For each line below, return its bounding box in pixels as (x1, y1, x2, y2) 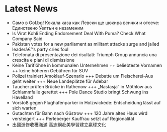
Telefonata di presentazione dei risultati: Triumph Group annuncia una (12, 51, 157, 58)
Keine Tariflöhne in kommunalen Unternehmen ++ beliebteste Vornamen (12, 62, 162, 68)
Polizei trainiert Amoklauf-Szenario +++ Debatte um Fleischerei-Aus (12, 73, 153, 79)
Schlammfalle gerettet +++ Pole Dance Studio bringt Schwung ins (12, 89, 149, 95)
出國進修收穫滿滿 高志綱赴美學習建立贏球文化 (12, 121, 106, 127)
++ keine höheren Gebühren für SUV (12, 67, 89, 73)
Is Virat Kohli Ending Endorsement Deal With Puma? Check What (12, 30, 146, 36)
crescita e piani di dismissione (12, 57, 75, 63)
